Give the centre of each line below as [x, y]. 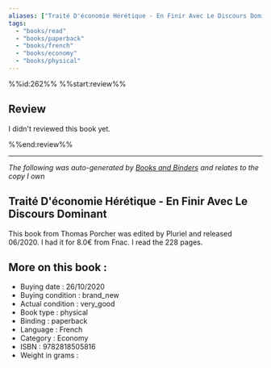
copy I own [27, 176]
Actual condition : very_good [67, 304]
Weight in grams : [49, 355]
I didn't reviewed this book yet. [60, 128]
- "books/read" [41, 31]
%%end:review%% [41, 144]
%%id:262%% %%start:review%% [67, 84]
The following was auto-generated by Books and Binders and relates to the [134, 167]
